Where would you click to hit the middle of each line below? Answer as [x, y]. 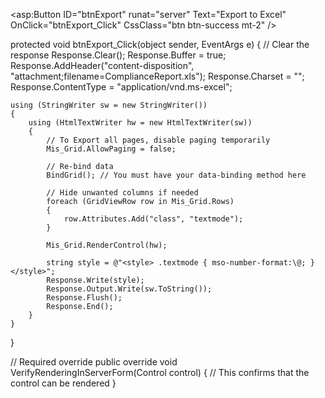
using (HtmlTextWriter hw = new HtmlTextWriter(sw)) [140, 123]
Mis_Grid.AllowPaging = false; [111, 149]
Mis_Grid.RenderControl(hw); [107, 245]
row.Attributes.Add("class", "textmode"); [153, 219]
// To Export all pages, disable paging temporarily [158, 140]
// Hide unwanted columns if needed [122, 193]
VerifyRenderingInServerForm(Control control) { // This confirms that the [160, 372]
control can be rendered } [63, 383]
